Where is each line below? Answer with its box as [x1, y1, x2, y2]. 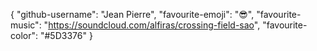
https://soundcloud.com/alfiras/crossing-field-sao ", [48, 19, 261, 31]
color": [10, 30, 39, 41]
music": [10, 19, 42, 31]
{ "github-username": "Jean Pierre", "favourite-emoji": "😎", [10, 9, 255, 20]
